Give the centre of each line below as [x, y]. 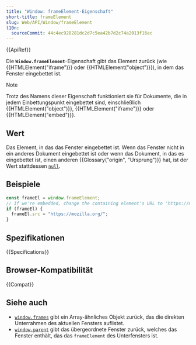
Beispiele [23, 184]
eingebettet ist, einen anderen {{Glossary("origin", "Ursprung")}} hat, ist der [97, 160]
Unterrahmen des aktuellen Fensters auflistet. [69, 323]
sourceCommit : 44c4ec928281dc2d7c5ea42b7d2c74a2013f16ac [82, 33]
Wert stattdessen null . [33, 166]
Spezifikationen [36, 238]
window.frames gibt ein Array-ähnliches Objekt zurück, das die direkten [99, 317]
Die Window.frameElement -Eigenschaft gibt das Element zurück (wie [87, 61]
